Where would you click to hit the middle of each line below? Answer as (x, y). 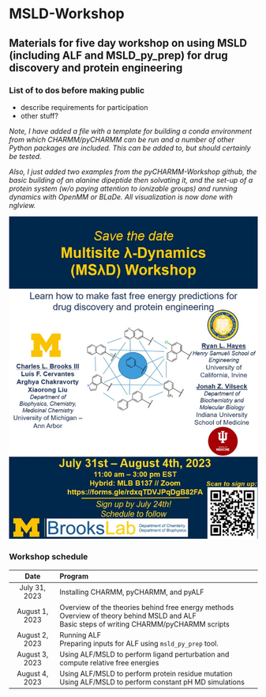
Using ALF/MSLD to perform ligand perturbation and (144, 654)
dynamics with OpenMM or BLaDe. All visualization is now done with (121, 197)
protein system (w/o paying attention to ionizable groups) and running (123, 188)
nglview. (22, 205)
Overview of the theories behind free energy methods (147, 607)
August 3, (33, 654)
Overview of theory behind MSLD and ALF (128, 616)
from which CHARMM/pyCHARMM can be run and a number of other (122, 139)
